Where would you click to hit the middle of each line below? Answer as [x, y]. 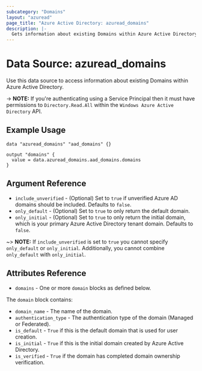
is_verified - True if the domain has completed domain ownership [97, 356]
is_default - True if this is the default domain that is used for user [96, 330]
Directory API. [24, 111]
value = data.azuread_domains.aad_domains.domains [76, 160]
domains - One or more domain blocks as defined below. [83, 288]
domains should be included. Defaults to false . [73, 204]
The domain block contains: [40, 299]
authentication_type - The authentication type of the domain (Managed [104, 317]
